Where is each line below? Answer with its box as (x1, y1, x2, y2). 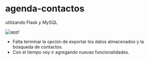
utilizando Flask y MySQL (5, 19, 58, 25)
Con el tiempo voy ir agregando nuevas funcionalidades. (12, 49, 129, 55)
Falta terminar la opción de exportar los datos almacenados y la (12, 38, 144, 45)
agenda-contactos (5, 3, 85, 14)
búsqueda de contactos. (12, 44, 63, 50)
